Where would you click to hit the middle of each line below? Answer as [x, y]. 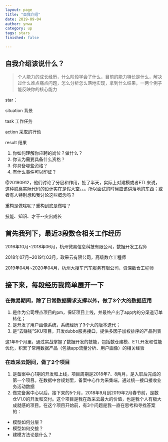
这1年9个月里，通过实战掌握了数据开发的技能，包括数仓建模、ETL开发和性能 [84, 342]
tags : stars [17, 33]
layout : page [19, 10]
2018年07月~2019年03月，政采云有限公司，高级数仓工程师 [66, 257]
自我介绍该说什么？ [35, 64]
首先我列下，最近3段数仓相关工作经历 [63, 234]
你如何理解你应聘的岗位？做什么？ [47, 153]
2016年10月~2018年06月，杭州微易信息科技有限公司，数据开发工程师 [76, 246]
